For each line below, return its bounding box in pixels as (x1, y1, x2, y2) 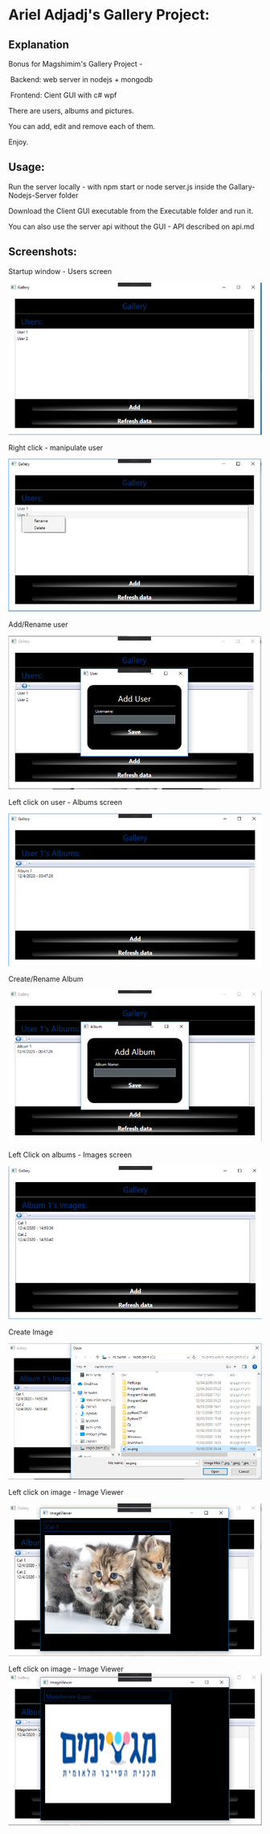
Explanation (8, 38, 70, 52)
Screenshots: (8, 245, 78, 259)
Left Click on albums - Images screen (8, 1150, 133, 1160)
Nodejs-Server (8, 190, 58, 200)
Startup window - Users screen (8, 266, 112, 276)
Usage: (8, 160, 46, 174)
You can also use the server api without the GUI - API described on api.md (8, 222, 255, 231)
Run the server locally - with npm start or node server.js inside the (8, 181, 227, 191)
